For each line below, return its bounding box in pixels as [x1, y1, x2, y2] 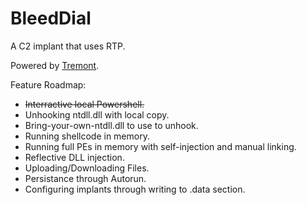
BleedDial [10, 7, 92, 30]
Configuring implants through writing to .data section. [24, 183, 246, 195]
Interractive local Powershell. [24, 98, 145, 110]
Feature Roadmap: [10, 78, 87, 91]
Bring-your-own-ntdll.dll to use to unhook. [24, 119, 199, 131]
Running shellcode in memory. [24, 130, 150, 142]
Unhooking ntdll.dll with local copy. [24, 108, 170, 121]
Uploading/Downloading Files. [24, 162, 150, 174]
